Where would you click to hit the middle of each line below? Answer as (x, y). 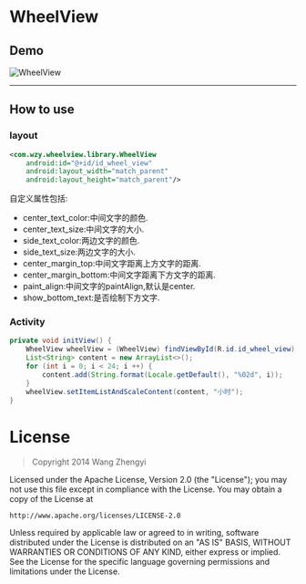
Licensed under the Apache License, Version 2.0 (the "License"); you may (148, 480)
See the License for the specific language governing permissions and (140, 562)
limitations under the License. (65, 571)
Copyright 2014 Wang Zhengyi (89, 462)
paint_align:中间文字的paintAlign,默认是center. (109, 287)
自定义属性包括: (39, 199)
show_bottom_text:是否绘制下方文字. (91, 297)
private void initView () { (61, 341)
